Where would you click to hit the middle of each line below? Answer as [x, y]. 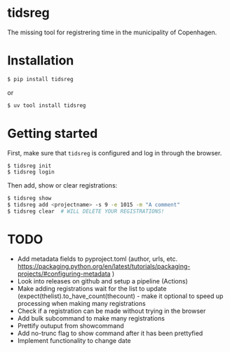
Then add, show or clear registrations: [62, 185]
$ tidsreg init [29, 166]
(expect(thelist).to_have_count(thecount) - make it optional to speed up [120, 296]
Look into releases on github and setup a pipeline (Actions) [102, 281]
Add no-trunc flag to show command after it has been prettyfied [110, 333]
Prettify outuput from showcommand [70, 325]
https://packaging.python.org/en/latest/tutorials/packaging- [104, 266]
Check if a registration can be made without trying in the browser [111, 311]
